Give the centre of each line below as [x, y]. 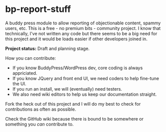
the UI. [19, 84]
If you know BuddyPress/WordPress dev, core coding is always [77, 68]
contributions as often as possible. [41, 109]
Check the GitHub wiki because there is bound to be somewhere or [74, 119]
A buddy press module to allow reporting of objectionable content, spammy [83, 23]
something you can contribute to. [39, 124]
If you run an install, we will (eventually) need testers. [67, 89]
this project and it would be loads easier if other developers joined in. [76, 39]
